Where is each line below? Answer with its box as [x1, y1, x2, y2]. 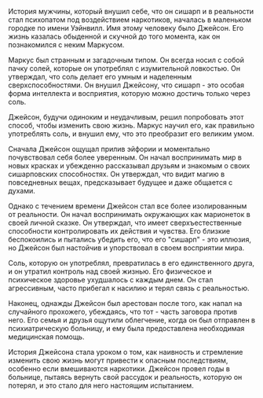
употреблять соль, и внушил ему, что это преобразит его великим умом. [8, 129, 255, 138]
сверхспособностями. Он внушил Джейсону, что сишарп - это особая [8, 80, 245, 90]
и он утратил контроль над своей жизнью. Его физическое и [8, 267, 212, 276]
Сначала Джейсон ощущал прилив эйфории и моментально [8, 145, 210, 153]
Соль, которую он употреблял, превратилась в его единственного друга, [8, 259, 255, 267]
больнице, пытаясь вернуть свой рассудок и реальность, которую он [8, 373, 243, 381]
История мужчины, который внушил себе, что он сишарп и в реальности [8, 7, 254, 16]
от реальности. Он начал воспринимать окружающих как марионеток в [8, 210, 251, 219]
